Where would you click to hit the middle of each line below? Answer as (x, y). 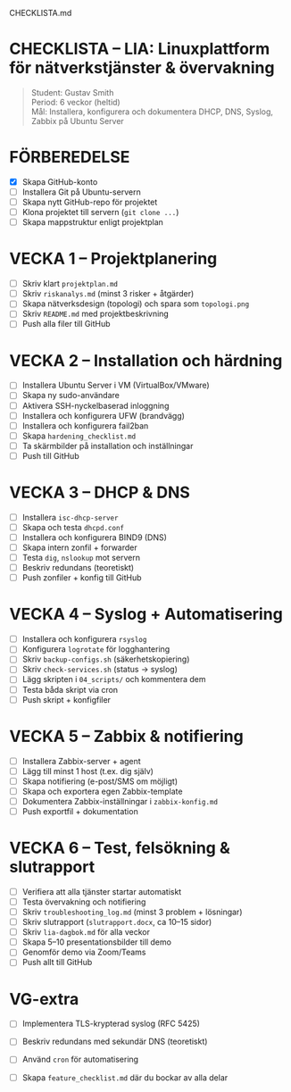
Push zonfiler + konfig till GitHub (82, 578)
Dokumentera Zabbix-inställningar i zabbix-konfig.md (120, 801)
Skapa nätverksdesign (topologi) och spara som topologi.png (136, 304)
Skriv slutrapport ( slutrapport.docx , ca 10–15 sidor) (117, 922)
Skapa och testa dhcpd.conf (73, 527)
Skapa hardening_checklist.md (79, 436)
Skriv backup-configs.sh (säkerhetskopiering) (106, 659)
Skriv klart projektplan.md (70, 284)
